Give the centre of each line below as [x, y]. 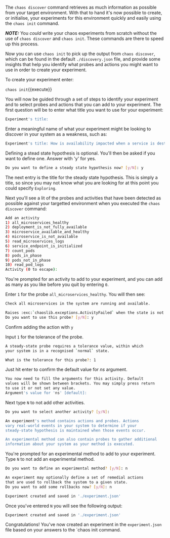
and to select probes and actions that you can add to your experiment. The [83, 105]
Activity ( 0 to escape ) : [31, 270]
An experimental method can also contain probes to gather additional [81, 439]
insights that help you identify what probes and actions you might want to [82, 64]
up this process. [22, 44]
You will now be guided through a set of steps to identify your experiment [82, 99]
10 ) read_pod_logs [25, 265]
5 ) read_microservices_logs [35, 241]
